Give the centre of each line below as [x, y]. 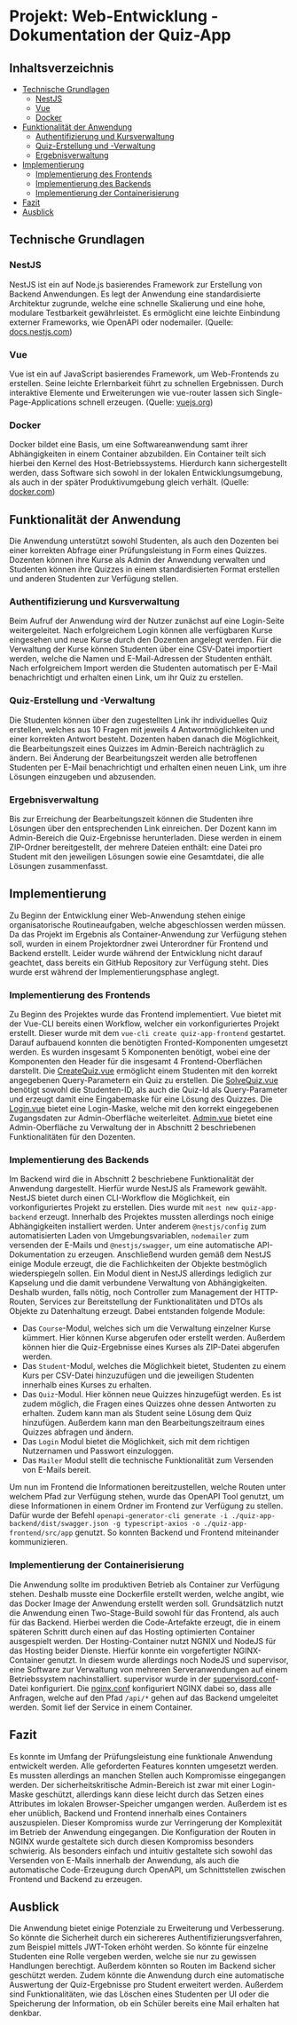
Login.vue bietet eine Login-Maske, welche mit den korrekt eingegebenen [144, 1109]
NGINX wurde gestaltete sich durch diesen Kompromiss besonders [132, 1841]
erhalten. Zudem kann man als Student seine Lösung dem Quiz [137, 1413]
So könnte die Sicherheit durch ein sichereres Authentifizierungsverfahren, [146, 1938]
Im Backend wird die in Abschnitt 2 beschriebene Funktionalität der [132, 1179]
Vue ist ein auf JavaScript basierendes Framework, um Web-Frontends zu [144, 374]
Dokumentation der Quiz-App [120, 35]
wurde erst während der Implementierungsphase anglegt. [114, 972]
